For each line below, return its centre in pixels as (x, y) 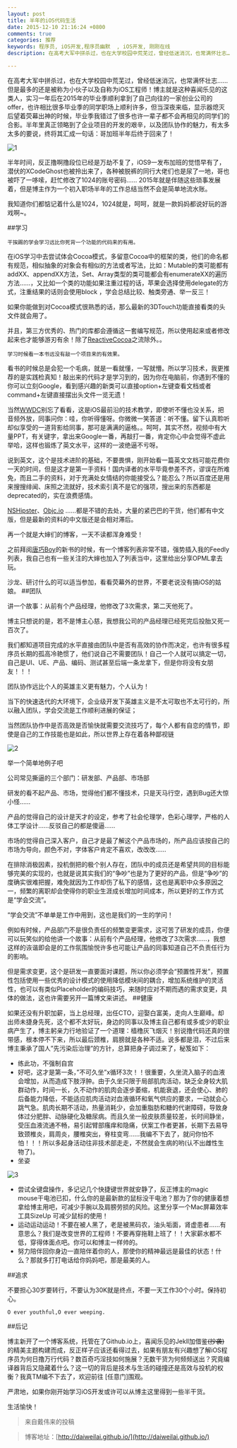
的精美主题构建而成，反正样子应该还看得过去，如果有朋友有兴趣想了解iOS (115, 1350)
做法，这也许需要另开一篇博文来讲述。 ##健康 (86, 998)
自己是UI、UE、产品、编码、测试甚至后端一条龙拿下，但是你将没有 (104, 662)
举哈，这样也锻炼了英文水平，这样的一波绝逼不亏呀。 (85, 445)
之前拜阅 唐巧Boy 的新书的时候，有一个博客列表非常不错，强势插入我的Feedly (119, 549)
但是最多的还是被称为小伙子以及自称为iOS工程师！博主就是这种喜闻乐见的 (115, 89)
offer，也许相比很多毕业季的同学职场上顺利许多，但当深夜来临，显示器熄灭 (116, 107)
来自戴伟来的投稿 (49, 1421)
